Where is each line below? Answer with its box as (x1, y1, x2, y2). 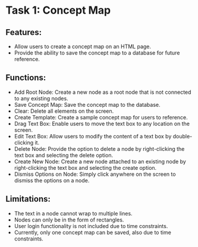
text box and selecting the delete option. (14, 151, 114, 159)
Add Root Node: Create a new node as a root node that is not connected (14, 88, 191, 96)
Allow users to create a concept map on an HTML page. (14, 43, 152, 50)
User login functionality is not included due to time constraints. (14, 222, 168, 229)
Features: (5, 27, 42, 37)
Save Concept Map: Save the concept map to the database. (14, 101, 161, 108)
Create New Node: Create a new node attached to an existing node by (14, 158, 187, 165)
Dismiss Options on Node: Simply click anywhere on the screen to (14, 170, 176, 178)
